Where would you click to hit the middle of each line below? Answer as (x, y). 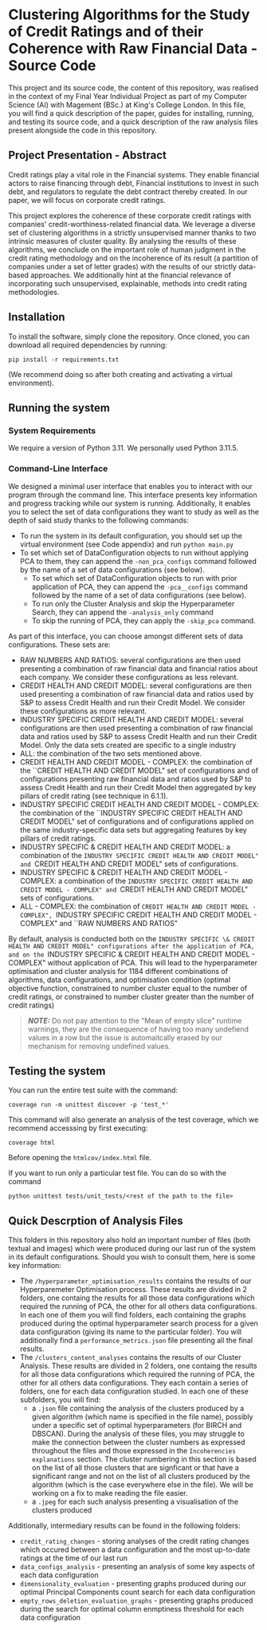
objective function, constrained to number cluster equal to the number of (128, 988)
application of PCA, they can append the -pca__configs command (140, 586)
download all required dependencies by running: (88, 344)
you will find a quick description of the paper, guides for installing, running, (131, 113)
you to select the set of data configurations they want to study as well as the (133, 511)
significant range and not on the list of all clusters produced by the (141, 1477)
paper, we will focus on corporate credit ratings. (87, 200)
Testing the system (57, 1071)
